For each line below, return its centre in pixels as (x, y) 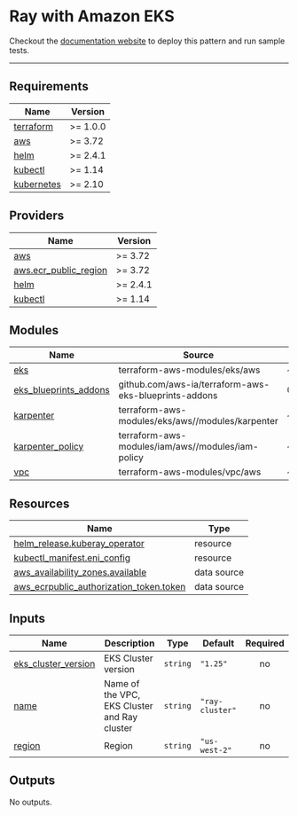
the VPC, (122, 695)
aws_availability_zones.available (80, 572)
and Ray (121, 717)
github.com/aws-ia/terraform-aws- (194, 385)
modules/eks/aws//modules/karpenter (199, 421)
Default (219, 643)
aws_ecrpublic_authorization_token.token (100, 587)
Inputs (27, 618)
